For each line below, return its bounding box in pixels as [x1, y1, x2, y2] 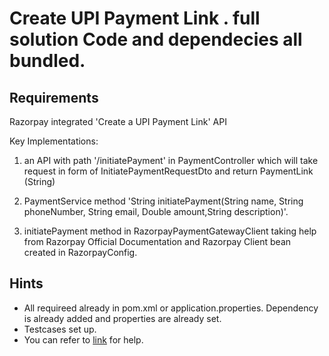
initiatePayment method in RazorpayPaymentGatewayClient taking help [23, 225, 317, 237]
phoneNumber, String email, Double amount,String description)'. [23, 206, 289, 217]
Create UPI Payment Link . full [9, 7, 261, 30]
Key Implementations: [9, 135, 99, 147]
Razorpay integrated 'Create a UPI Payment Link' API [9, 116, 227, 127]
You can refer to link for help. [23, 333, 144, 346]
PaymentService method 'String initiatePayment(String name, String [23, 195, 304, 207]
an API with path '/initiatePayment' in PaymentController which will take [23, 155, 319, 166]
